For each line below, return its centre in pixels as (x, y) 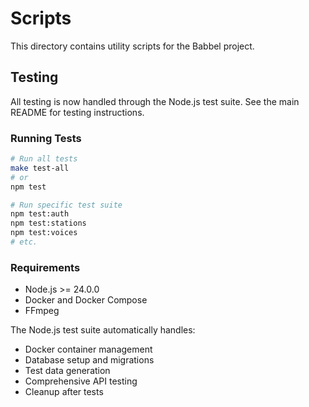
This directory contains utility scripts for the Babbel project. (132, 46)
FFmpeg (42, 311)
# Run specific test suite (66, 205)
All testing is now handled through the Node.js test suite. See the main (155, 101)
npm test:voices (44, 233)
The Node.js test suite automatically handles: (103, 330)
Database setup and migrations (89, 360)
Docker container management (88, 349)
